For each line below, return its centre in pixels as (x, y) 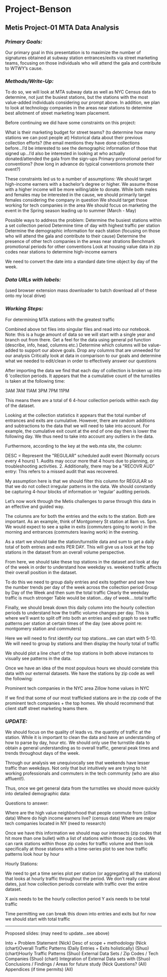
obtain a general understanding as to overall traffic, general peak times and (82, 748)
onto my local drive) (26, 296)
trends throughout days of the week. (42, 753)
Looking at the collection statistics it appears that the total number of (76, 415)
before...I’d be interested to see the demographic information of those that (81, 148)
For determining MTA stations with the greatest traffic (60, 320)
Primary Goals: (24, 42)
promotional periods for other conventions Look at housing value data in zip (83, 246)
